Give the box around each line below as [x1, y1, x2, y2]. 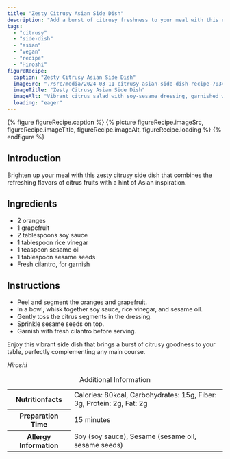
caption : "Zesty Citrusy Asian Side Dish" [13, 73, 136, 81]
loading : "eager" [13, 99, 63, 106]
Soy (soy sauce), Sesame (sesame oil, [74, 432, 197, 441]
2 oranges [16, 216, 47, 224]
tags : [7, 23, 23, 30]
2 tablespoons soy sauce [16, 231, 88, 239]
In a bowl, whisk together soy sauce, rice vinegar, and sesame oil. [16, 305, 203, 314]
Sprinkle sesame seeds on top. [16, 320, 105, 328]
